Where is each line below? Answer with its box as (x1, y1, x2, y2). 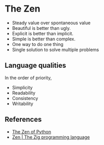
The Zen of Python (12, 128, 51, 134)
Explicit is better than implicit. (12, 30, 74, 36)
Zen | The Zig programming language (12, 134, 90, 140)
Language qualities (5, 61, 66, 70)
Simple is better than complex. (12, 36, 76, 42)
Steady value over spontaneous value (12, 20, 91, 26)
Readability (12, 89, 36, 96)
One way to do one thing (12, 41, 64, 47)
